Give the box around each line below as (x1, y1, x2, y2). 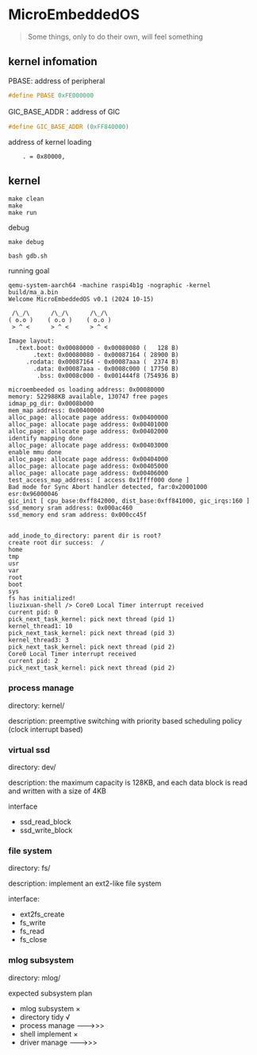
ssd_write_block (19, 825, 73, 835)
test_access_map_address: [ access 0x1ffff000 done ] (8, 476, 190, 484)
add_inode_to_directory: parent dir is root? (8, 532, 161, 540)
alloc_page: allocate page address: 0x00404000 (8, 456, 169, 464)
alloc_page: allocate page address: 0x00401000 (8, 421, 169, 429)
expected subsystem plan (8, 988, 93, 998)
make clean (8, 195, 44, 204)
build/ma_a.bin (8, 289, 59, 297)
